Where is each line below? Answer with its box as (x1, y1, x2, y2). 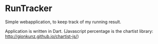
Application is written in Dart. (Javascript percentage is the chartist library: (5, 28, 154, 34)
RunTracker (5, 3, 52, 14)
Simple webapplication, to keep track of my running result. (5, 19, 122, 25)
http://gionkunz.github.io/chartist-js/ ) (5, 33, 79, 39)
